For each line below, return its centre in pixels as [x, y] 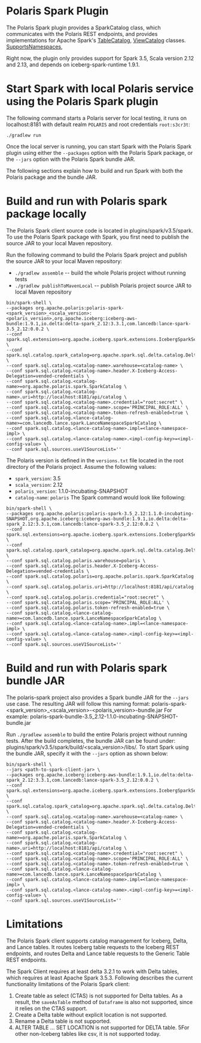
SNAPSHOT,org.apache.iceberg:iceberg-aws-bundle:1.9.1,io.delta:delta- [97, 519]
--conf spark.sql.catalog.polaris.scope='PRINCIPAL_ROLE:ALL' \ [88, 602]
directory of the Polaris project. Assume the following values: [81, 466]
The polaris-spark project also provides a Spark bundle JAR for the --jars [98, 697]
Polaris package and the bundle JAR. [52, 177]
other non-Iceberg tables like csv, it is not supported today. [88, 1033]
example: [17, 716]
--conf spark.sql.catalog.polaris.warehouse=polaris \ [76, 560]
